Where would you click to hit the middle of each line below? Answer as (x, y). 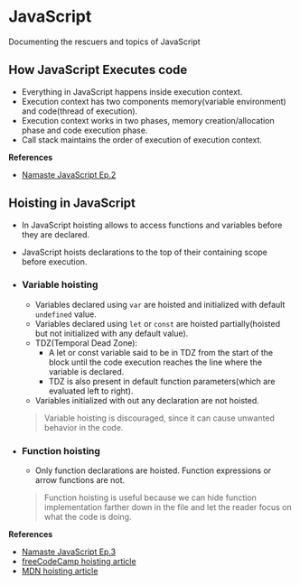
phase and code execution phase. (84, 130)
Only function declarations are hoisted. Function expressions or (153, 470)
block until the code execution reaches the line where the (155, 362)
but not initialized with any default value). (112, 333)
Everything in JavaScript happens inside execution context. (132, 91)
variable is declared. (86, 371)
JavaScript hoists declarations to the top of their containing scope (145, 252)
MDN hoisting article (60, 571)
